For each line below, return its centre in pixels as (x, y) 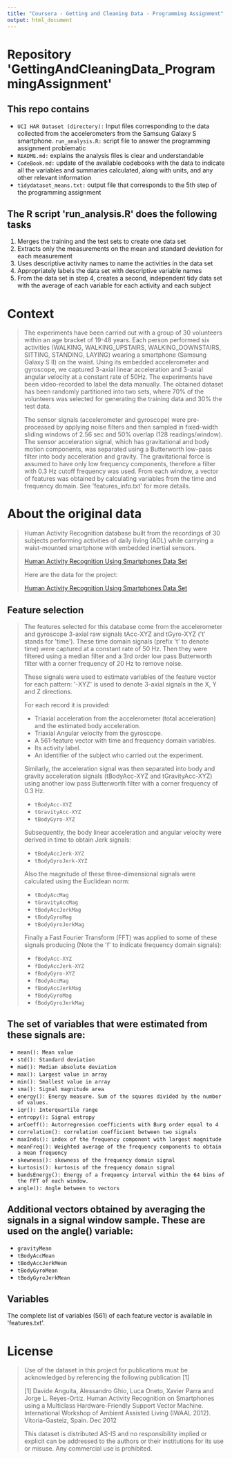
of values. (33, 1102)
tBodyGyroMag (53, 917)
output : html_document (40, 20)
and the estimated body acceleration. (87, 726)
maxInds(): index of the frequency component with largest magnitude (119, 1139)
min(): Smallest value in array (64, 1081)
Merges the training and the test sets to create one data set (101, 241)
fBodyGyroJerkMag (59, 1003)
